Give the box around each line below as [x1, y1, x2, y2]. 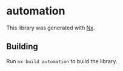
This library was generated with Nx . [6, 24, 95, 31]
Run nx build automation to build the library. [6, 57, 118, 64]
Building [6, 42, 38, 52]
